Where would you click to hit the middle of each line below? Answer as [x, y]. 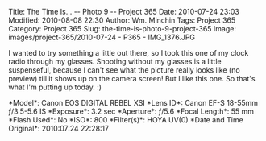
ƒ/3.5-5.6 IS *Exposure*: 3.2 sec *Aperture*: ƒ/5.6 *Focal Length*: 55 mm [131, 111]
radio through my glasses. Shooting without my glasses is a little [115, 61]
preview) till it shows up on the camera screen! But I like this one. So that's [132, 79]
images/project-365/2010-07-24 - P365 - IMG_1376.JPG [102, 37]
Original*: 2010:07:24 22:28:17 [59, 129]
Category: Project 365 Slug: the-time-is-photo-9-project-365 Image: [122, 29]
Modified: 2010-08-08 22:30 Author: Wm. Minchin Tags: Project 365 [122, 20]
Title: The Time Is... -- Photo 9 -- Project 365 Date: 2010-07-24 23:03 [124, 12]
